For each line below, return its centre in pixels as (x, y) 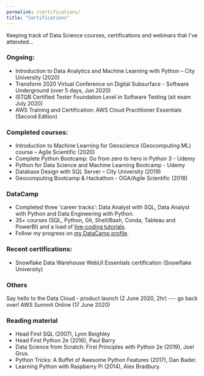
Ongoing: (20, 58)
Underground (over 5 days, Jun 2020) (63, 90)
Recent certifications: (39, 249)
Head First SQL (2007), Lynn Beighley (63, 334)
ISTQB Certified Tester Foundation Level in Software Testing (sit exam (103, 97)
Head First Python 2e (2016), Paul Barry (65, 340)
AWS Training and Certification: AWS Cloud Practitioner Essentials (98, 110)
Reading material (32, 320)
